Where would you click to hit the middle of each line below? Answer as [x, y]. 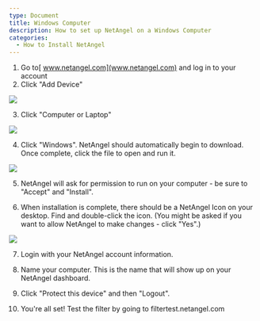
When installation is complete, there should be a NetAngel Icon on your [136, 208]
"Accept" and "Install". [57, 192]
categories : [29, 38]
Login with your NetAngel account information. [97, 254]
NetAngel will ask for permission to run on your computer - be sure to [134, 184]
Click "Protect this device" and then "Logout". [95, 293]
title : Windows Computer [50, 23]
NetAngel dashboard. [55, 278]
